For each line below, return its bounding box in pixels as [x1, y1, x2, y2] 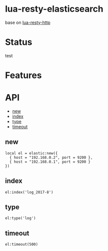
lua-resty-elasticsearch [5, 3, 104, 15]
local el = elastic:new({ [5, 151, 58, 155]
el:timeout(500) [5, 242, 38, 247]
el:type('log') [5, 216, 36, 221]
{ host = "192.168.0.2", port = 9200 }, [9, 155, 93, 160]
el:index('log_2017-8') [5, 190, 54, 194]
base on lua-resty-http [5, 19, 50, 25]
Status [5, 37, 33, 48]
